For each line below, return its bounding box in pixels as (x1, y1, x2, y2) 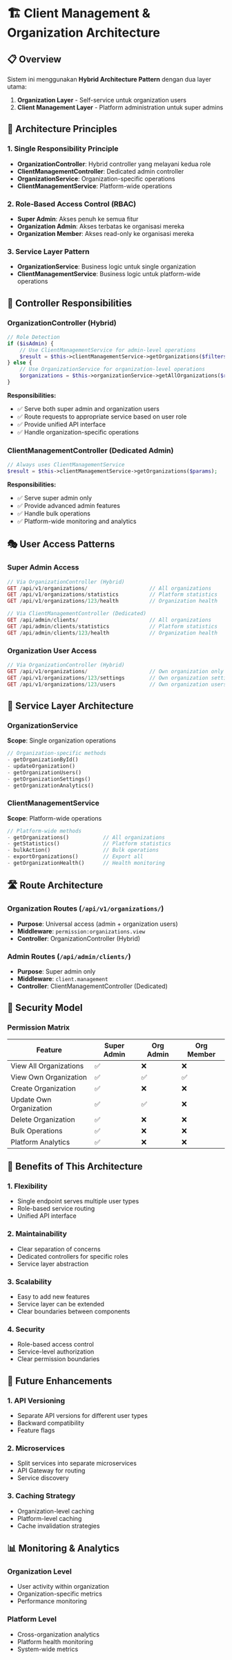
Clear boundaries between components (17, 1307, 130, 1315)
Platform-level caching (17, 1514, 82, 1522)
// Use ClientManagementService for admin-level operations (19, 347, 196, 354)
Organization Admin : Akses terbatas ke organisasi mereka (17, 222, 185, 230)
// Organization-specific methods (7, 750, 107, 757)
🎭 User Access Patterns (7, 538, 115, 550)
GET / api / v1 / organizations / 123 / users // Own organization (7, 681, 209, 688)
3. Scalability (7, 1277, 52, 1286)
